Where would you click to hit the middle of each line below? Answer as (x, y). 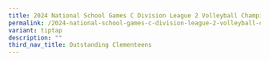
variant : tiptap (35, 30)
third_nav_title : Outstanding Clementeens (80, 45)
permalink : (26, 23)
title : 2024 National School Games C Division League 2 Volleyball (123, 15)
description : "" (35, 38)
